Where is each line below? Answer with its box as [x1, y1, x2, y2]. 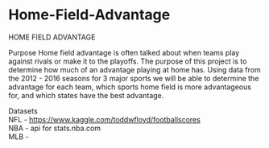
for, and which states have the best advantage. [8, 90, 164, 100]
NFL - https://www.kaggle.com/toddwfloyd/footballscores [8, 114, 201, 124]
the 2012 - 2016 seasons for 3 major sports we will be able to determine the [8, 73, 259, 83]
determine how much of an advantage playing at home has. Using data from [8, 64, 261, 74]
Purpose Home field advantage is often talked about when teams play [8, 47, 240, 57]
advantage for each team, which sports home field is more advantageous [8, 82, 252, 92]
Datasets [8, 106, 38, 116]
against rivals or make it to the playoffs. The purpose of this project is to [8, 56, 247, 66]
